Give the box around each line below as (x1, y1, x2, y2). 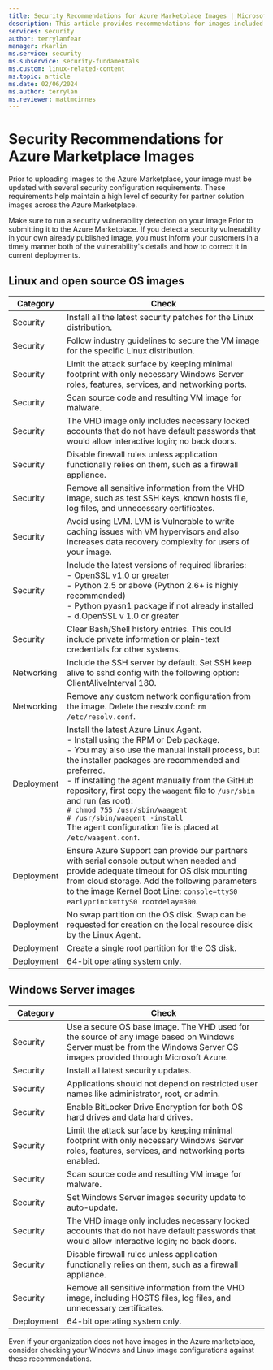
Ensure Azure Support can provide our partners (66, 845, 248, 856)
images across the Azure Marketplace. (8, 200, 138, 210)
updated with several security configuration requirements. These (8, 183, 226, 193)
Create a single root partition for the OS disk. (66, 943, 237, 953)
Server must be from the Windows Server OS (66, 1041, 239, 1052)
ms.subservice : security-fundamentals (8, 58, 140, 66)
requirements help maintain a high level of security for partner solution (8, 192, 245, 202)
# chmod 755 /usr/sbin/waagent (66, 805, 188, 814)
